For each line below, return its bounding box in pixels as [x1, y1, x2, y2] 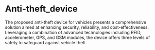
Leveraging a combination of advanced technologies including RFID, [5, 29, 142, 35]
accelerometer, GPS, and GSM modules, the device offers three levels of [5, 35, 150, 40]
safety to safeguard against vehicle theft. [5, 39, 87, 45]
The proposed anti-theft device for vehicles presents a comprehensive [5, 19, 147, 25]
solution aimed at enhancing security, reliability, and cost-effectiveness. [5, 24, 149, 30]
